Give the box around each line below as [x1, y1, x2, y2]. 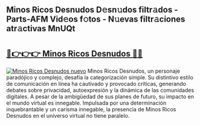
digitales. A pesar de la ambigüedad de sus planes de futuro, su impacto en [6, 93, 195, 100]
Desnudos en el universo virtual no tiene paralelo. [6, 112, 130, 119]
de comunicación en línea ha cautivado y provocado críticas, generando [6, 81, 186, 87]
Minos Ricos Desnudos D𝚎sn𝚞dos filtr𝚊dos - [6, 5, 178, 15]
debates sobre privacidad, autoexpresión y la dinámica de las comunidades [6, 87, 195, 94]
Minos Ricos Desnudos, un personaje [87, 67, 180, 75]
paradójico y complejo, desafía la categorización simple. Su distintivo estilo [6, 74, 193, 81]
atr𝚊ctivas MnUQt [6, 23, 76, 34]
